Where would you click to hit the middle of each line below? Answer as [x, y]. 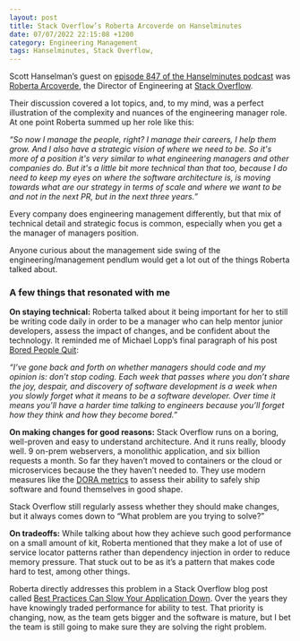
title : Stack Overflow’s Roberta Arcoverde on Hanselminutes [126, 26]
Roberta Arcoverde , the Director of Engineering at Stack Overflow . [131, 86]
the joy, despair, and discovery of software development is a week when [143, 387]
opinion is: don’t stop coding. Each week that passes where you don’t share [150, 377]
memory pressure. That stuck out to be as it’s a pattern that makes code [142, 562]
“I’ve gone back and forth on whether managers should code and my [137, 367]
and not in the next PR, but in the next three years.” [104, 197]
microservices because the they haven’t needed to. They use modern [137, 470]
